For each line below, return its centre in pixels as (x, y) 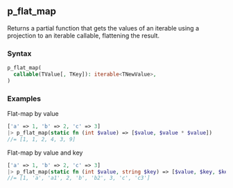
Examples (24, 99)
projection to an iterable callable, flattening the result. (84, 35)
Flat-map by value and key (45, 153)
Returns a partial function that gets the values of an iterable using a (103, 28)
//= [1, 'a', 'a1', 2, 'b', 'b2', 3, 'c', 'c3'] (79, 178)
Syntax (19, 53)
